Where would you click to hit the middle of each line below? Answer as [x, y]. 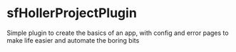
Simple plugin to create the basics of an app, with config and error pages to [118, 33]
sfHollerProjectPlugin [72, 13]
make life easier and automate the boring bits [73, 40]
